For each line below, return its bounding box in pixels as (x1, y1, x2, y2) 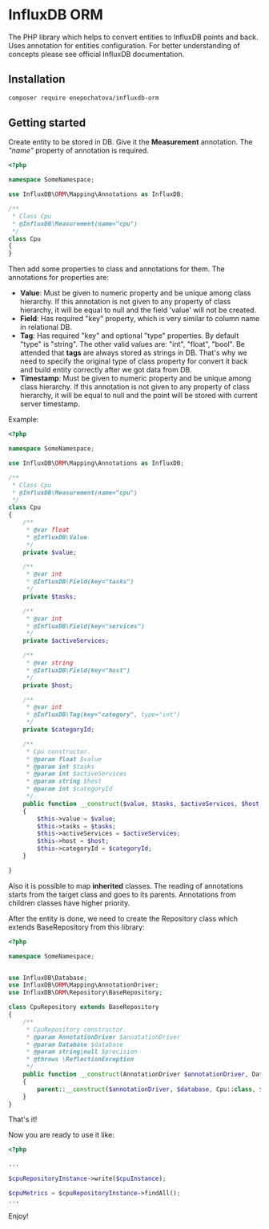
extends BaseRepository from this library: (8, 922, 146, 932)
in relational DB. (19, 323, 72, 332)
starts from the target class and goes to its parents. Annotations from (8, 889, 236, 899)
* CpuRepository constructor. (26, 1025, 127, 1033)
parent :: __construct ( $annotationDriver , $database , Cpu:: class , (37, 1085, 256, 1093)
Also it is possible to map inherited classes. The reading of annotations (8, 881, 244, 890)
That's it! (8, 1114, 38, 1125)
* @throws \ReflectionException (26, 1056, 134, 1064)
